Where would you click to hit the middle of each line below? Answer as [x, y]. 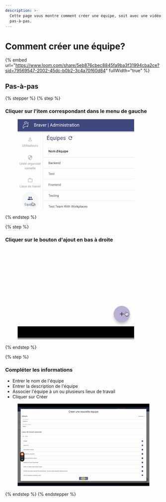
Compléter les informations [39, 370]
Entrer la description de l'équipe [45, 386]
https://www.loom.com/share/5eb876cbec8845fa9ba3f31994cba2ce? [87, 65]
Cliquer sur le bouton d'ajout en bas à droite [59, 240]
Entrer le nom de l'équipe [38, 380]
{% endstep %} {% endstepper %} [41, 494]
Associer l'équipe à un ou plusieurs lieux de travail [64, 391]
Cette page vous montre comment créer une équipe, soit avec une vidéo [85, 16]
